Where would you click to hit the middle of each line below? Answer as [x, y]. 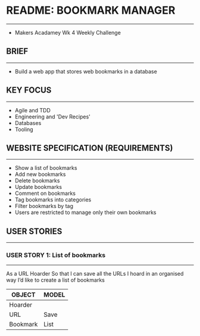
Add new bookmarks [40, 175]
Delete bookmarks [37, 181]
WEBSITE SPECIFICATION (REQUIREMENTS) [90, 148]
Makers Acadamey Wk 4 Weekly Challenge [68, 32]
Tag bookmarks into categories [53, 200]
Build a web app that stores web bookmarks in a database [86, 71]
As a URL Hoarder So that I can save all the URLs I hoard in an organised [95, 274]
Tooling [24, 129]
